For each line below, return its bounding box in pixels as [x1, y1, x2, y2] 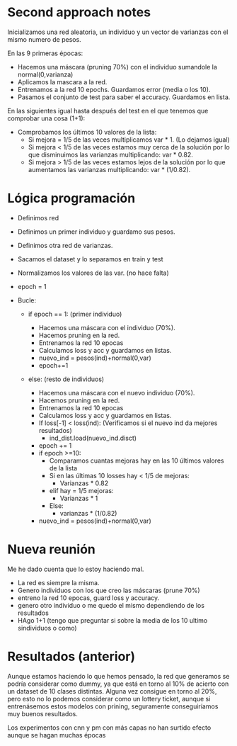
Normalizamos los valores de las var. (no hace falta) [17, 269, 170, 277]
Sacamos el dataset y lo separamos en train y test [17, 254, 163, 263]
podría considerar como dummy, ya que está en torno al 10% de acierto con [7, 679, 229, 688]
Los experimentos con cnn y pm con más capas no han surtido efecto [7, 723, 212, 732]
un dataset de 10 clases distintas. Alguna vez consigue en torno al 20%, [7, 686, 217, 695]
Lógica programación [7, 191, 136, 206]
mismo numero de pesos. [7, 35, 81, 43]
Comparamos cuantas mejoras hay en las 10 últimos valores [49, 456, 224, 465]
